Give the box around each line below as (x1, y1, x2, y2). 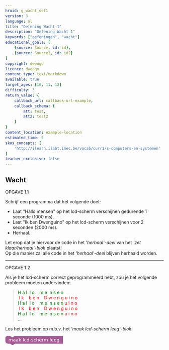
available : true (5, 77, 39, 82)
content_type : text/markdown (5, 72, 66, 77)
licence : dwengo (5, 66, 39, 71)
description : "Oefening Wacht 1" (5, 29, 75, 35)
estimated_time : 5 (5, 135, 44, 140)
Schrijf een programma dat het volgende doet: (5, 198, 101, 204)
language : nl (5, 19, 33, 24)
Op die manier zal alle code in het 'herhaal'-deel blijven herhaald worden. (5, 250, 157, 256)
